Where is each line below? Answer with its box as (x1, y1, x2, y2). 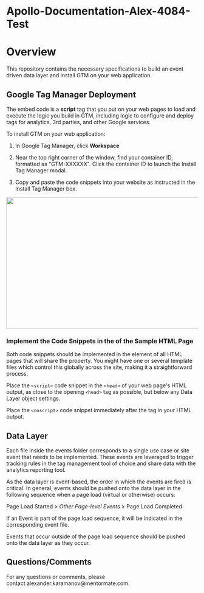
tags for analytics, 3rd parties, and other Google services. (6, 118, 151, 125)
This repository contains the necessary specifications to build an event (6, 65, 184, 72)
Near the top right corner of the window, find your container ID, (15, 153, 173, 161)
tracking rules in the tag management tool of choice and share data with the (6, 460, 196, 467)
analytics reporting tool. (6, 466, 66, 474)
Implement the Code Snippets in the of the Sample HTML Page (6, 337, 194, 345)
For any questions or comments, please (6, 573, 105, 580)
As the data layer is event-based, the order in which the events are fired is (6, 478, 191, 485)
